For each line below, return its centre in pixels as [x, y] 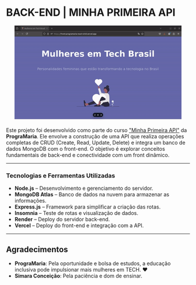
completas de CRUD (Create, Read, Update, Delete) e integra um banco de [96, 142]
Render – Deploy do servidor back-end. [62, 220]
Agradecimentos [37, 249]
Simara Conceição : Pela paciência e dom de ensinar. [78, 276]
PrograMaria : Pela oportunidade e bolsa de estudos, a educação [92, 263]
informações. [30, 201]
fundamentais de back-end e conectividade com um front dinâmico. [88, 155]
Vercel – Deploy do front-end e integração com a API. [79, 225]
